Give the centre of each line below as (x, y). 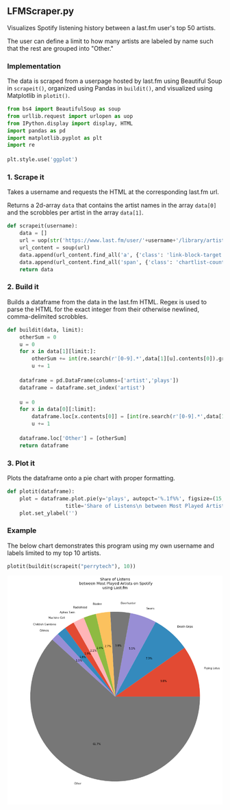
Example (22, 530)
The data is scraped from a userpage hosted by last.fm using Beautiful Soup (115, 81)
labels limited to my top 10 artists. (54, 553)
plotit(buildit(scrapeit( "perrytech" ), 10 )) (72, 566)
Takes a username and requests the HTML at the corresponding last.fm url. (113, 192)
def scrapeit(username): (42, 226)
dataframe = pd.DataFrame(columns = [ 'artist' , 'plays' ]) (99, 380)
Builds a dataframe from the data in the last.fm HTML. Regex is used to (107, 302)
